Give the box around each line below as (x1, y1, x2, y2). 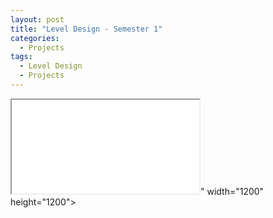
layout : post (10, 14, 65, 25)
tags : (10, 52, 33, 62)
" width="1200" (200, 185, 265, 197)
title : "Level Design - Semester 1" (10, 24, 163, 34)
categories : (10, 33, 60, 43)
